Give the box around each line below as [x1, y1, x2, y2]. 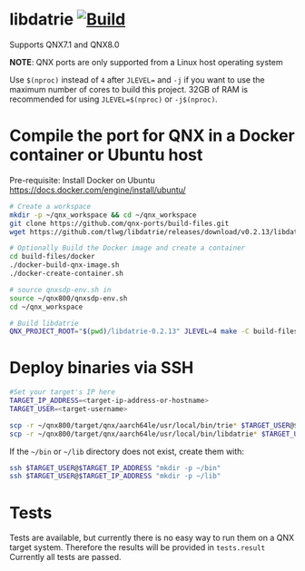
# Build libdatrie [9, 319, 79, 328]
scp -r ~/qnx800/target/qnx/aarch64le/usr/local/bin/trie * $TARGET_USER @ [9, 420, 295, 430]
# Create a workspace [9, 202, 92, 211]
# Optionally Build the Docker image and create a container [9, 243, 246, 253]
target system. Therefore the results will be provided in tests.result [9, 542, 266, 553]
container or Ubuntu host [9, 145, 203, 165]
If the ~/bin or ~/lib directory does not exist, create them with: [9, 446, 245, 457]
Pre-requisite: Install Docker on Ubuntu [9, 174, 156, 185]
